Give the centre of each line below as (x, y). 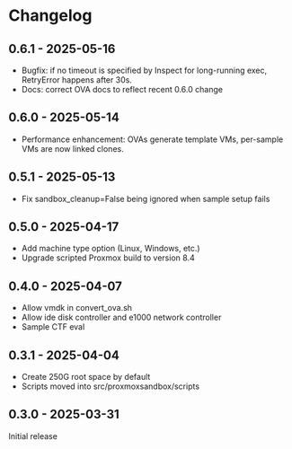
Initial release (33, 436)
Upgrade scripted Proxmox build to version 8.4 (108, 258)
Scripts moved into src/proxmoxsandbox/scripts (110, 386)
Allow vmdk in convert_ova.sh (76, 308)
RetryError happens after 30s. (76, 80)
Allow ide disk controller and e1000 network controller (121, 317)
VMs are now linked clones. (72, 148)
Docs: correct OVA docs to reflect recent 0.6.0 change (122, 89)
